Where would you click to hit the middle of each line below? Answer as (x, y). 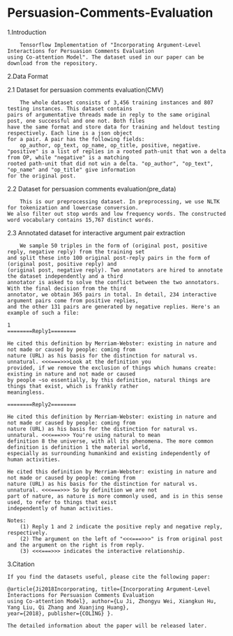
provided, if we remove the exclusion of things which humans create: (112, 368)
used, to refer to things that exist (62, 502)
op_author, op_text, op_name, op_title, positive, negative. (110, 145)
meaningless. (26, 392)
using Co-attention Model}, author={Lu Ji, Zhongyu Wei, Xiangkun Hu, (112, 601)
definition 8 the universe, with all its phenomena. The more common (111, 441)
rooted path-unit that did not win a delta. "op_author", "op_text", (111, 163)
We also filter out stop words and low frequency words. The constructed (117, 214)
